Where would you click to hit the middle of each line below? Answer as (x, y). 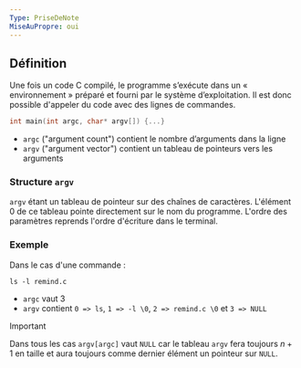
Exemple (29, 245)
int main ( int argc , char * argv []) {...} (88, 121)
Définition (38, 63)
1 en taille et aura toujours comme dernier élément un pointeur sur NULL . (144, 353)
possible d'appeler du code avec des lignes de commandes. (123, 105)
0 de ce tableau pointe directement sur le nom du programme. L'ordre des (148, 212)
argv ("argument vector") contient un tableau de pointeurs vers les (148, 149)
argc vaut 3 (44, 299)
